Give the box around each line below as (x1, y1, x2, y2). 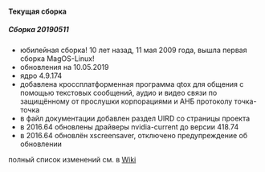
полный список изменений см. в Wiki (8, 154, 137, 164)
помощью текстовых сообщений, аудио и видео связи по (19, 88, 218, 97)
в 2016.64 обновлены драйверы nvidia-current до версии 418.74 (19, 121, 239, 132)
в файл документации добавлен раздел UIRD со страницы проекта (19, 113, 251, 123)
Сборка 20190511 (8, 25, 70, 35)
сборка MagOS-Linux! (19, 53, 95, 63)
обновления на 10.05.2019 (19, 62, 109, 72)
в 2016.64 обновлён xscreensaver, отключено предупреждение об (19, 130, 247, 140)
